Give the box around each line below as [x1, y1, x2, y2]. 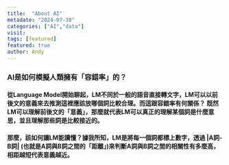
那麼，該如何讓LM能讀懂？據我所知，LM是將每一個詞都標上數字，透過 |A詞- [7, 133, 223, 142]
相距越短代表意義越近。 [7, 151, 73, 159]
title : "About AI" [7, 10, 63, 17]
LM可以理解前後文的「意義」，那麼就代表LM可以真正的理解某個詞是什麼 [7, 108, 208, 116]
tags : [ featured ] [7, 36, 57, 43]
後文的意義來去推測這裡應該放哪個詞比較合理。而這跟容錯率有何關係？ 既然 [7, 99, 219, 107]
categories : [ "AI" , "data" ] [7, 23, 84, 30]
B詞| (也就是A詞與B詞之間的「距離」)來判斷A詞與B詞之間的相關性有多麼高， [7, 142, 219, 150]
